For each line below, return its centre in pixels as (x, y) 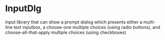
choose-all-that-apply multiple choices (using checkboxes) (66, 32)
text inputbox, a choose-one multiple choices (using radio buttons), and (87, 27)
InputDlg (23, 9)
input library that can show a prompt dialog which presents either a (74, 22)
